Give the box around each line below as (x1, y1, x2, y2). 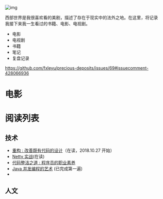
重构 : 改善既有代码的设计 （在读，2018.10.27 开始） (12, 147, 115, 153)
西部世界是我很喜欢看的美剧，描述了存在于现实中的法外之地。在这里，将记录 (5, 15, 158, 20)
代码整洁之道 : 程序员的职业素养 (12, 160, 76, 165)
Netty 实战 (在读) (12, 154, 45, 160)
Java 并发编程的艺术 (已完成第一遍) (12, 166, 83, 172)
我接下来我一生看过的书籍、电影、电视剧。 (5, 21, 90, 26)
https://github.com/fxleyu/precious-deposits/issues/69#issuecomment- (5, 65, 149, 71)
